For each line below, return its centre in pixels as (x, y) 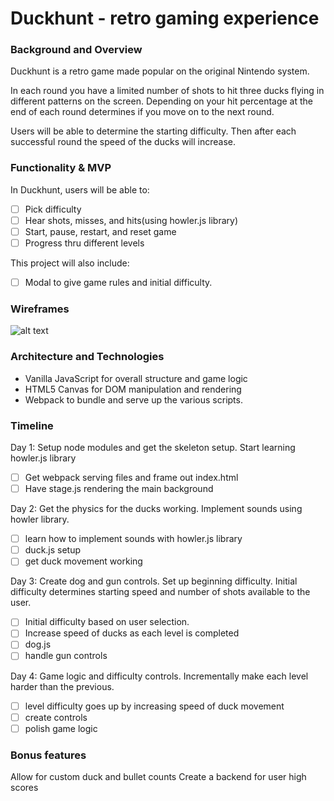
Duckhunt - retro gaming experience (165, 18)
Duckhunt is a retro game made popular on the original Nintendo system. (160, 71)
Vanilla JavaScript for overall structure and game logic (136, 378)
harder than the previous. (62, 686)
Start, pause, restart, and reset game (100, 231)
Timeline (32, 425)
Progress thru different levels (84, 243)
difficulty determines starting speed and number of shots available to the (160, 592)
